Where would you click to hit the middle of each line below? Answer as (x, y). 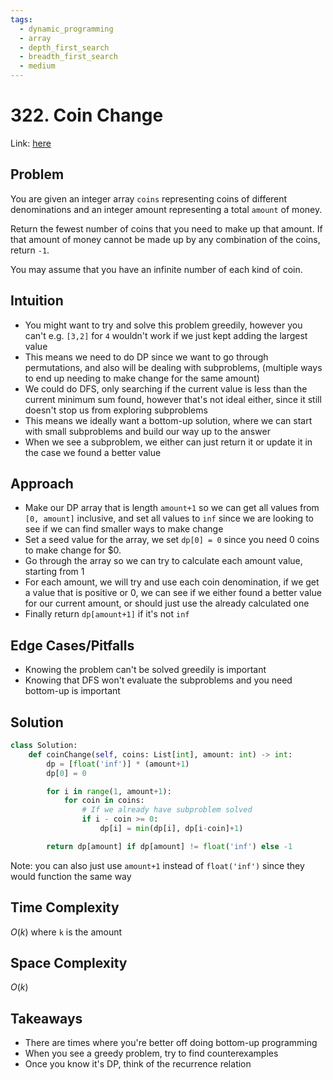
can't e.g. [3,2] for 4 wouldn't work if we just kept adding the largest (166, 335)
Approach (42, 483)
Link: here (31, 143)
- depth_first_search (64, 47)
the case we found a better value (93, 452)
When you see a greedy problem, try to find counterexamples (151, 1053)
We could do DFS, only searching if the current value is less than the (166, 388)
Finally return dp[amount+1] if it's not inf (107, 614)
